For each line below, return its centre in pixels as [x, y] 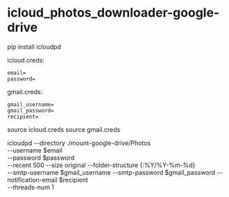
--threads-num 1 [31, 187]
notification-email [32, 180]
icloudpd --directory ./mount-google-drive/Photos [79, 143]
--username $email [35, 150]
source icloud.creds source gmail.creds [64, 129]
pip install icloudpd [34, 46]
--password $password [41, 157]
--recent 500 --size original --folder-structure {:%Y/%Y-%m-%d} [101, 165]
